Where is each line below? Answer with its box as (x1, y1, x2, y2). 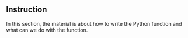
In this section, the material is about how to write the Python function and (6, 20, 182, 27)
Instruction (6, 5, 47, 15)
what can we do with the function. (6, 26, 88, 33)
